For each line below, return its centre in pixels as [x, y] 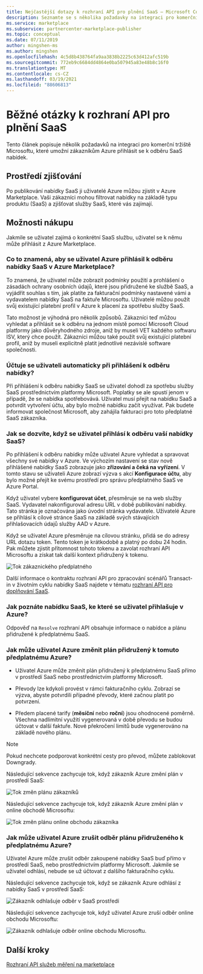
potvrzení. [28, 701]
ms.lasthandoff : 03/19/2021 [42, 79]
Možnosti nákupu [40, 223]
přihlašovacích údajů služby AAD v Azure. [58, 524]
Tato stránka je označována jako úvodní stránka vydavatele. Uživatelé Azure [101, 511]
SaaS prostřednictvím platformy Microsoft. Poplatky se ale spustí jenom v [98, 392]
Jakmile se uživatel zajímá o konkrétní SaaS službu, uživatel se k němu [94, 237]
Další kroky [28, 950]
